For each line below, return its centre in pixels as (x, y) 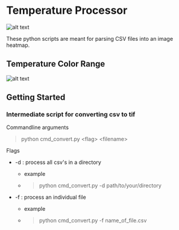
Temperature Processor (67, 11)
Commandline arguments (38, 127)
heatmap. (18, 45)
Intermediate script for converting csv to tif (71, 115)
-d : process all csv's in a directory (58, 162)
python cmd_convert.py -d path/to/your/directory (100, 186)
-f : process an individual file (50, 197)
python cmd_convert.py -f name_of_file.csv (93, 220)
